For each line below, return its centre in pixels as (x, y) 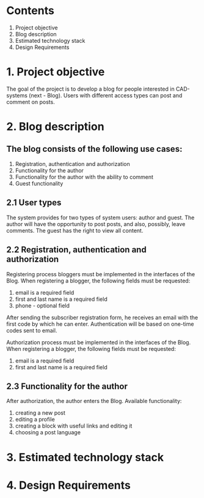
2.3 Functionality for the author (67, 386)
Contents (31, 11)
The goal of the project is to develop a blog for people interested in (91, 89)
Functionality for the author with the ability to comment (84, 177)
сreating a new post (40, 413)
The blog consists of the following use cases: (94, 149)
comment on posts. (31, 102)
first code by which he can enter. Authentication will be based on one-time (100, 324)
